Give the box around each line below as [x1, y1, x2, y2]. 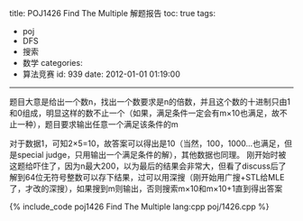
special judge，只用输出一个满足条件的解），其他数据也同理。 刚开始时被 [16, 150, 287, 160]
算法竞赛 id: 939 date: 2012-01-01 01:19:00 [22, 69, 180, 79]
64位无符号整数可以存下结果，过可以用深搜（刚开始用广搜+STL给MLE [24, 172, 285, 182]
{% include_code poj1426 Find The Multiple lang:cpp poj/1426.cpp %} [9, 201, 270, 212]
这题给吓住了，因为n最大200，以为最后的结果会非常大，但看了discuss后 [9, 161, 279, 171]
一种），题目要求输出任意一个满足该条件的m [16, 119, 179, 129]
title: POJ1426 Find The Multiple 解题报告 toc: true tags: [9, 8, 216, 18]
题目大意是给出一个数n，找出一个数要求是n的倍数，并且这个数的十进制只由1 [9, 97, 291, 106]
